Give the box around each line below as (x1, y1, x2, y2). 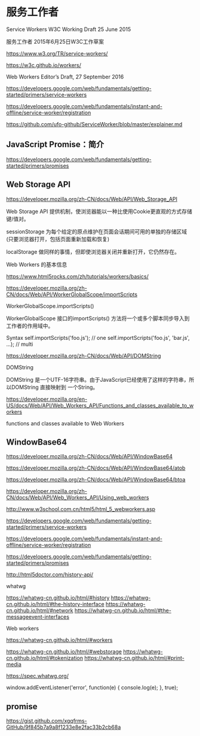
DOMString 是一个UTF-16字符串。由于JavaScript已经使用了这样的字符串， (6, 376, 189, 383)
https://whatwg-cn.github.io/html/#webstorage (6, 648, 122, 655)
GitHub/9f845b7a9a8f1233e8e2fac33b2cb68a (6, 723, 121, 731)
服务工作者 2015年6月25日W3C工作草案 (6, 38, 104, 45)
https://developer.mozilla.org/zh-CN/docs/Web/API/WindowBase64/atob (6, 464, 186, 472)
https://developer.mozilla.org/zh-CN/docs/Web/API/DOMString (6, 352, 161, 359)
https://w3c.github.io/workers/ (6, 61, 82, 69)
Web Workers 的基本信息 (6, 261, 67, 268)
